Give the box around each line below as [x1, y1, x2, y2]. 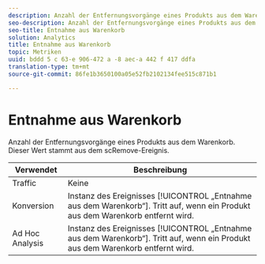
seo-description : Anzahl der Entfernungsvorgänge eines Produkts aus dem [8, 19, 256, 27]
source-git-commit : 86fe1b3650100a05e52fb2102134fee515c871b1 [8, 70, 217, 78]
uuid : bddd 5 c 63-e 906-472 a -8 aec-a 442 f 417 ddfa [8, 56, 196, 64]
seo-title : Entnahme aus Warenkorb [8, 26, 125, 34]
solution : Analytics [8, 33, 77, 42]
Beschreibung [133, 164, 188, 175]
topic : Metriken [8, 48, 62, 56]
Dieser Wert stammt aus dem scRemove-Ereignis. [8, 145, 170, 154]
